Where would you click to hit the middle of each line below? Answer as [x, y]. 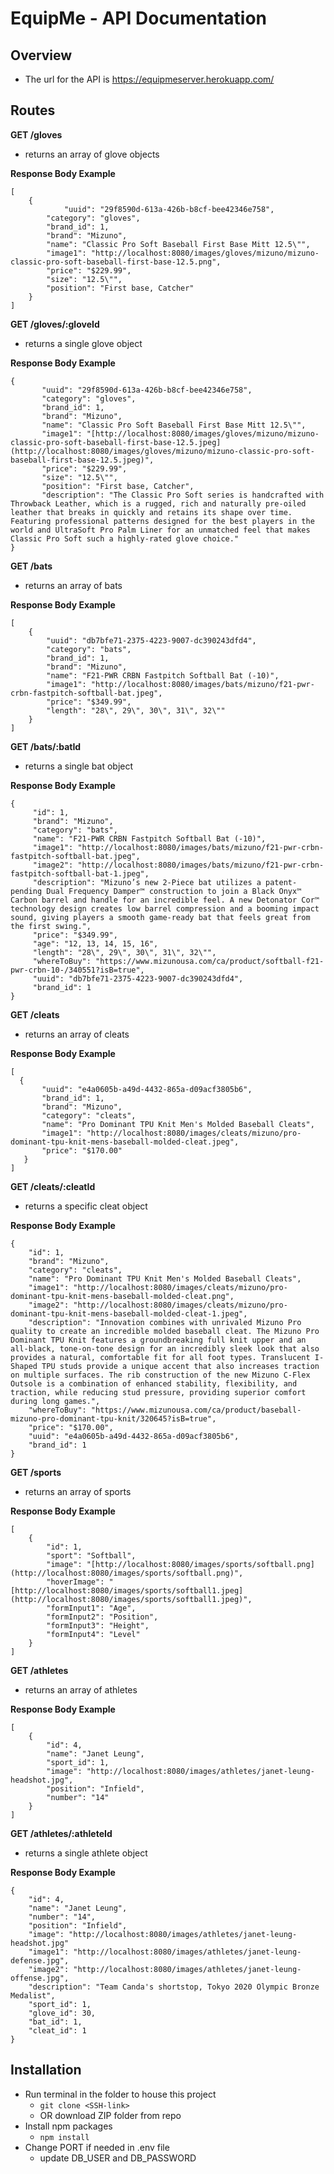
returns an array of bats [73, 585]
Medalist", [33, 1995]
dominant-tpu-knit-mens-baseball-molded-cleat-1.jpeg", [129, 1313]
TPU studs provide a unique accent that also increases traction [180, 1366]
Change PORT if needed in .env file [97, 2147]
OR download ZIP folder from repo [110, 2115]
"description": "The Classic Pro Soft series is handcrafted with [183, 495]
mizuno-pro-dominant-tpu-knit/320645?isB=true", [113, 1418]
